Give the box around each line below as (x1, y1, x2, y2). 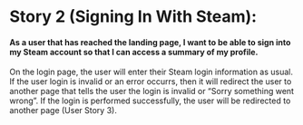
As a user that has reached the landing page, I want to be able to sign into (9, 36, 291, 47)
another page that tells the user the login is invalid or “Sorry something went (9, 86, 295, 97)
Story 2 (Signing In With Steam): (9, 6, 257, 27)
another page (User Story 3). (9, 105, 118, 116)
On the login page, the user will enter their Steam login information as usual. (9, 66, 293, 78)
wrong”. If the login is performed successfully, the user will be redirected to (9, 95, 291, 106)
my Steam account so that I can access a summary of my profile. (9, 46, 259, 57)
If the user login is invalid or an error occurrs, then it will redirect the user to (9, 76, 292, 87)
